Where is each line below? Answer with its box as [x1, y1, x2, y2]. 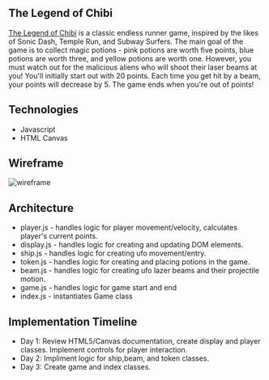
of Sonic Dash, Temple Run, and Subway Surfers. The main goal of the [8, 36, 244, 46]
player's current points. [19, 231, 99, 241]
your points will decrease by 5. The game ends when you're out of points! [8, 79, 254, 89]
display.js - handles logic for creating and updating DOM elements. [19, 240, 244, 250]
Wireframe [8, 157, 64, 171]
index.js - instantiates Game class [19, 291, 133, 302]
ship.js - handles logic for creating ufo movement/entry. [19, 248, 207, 258]
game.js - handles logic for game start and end [19, 283, 177, 293]
